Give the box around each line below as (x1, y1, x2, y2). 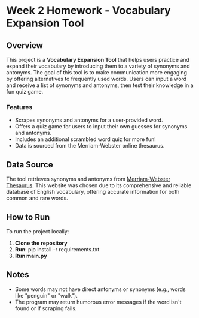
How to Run (6, 212, 50, 222)
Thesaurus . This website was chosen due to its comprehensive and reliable (6, 182, 192, 189)
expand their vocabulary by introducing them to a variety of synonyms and (6, 62, 190, 70)
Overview (6, 40, 44, 50)
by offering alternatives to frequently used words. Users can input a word (6, 76, 187, 82)
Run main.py (14, 252, 47, 259)
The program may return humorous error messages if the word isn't (14, 298, 182, 305)
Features (6, 103, 33, 111)
